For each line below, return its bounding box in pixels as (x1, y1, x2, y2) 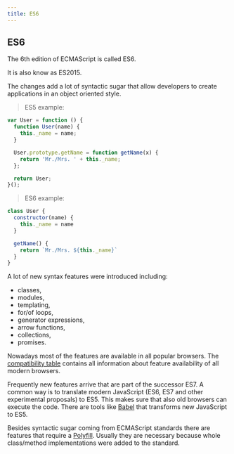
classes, (17, 286, 42, 294)
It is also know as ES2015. (7, 68, 82, 77)
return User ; (13, 175, 52, 182)
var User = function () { (7, 117, 83, 124)
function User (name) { (13, 124, 80, 131)
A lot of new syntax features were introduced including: (7, 272, 168, 281)
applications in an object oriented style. (7, 89, 122, 98)
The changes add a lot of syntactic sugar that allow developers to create (7, 82, 218, 91)
